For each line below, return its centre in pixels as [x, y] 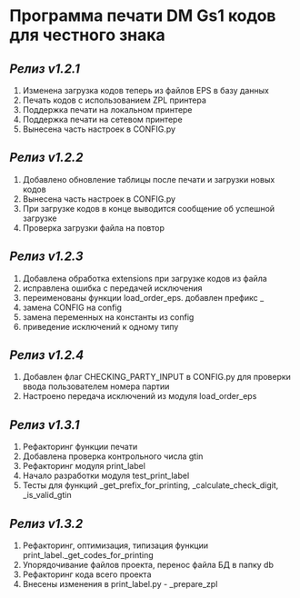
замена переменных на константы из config [108, 317]
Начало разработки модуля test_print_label [106, 476]
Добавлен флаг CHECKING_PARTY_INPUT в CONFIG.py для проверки [156, 377]
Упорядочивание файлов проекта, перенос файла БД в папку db [148, 565]
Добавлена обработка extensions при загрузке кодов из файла [145, 278]
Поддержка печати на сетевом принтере [103, 120]
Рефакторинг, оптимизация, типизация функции [115, 545]
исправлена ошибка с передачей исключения [112, 288]
